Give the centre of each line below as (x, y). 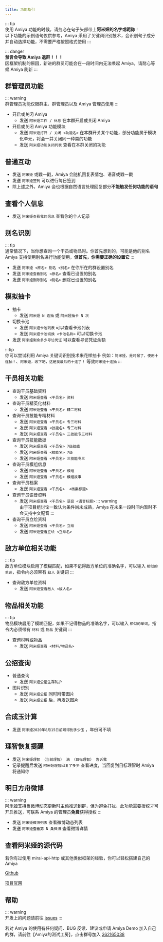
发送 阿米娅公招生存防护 (41, 681)
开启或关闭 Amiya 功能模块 (39, 126)
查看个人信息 (24, 203)
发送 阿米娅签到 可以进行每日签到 (44, 181)
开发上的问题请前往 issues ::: (34, 918)
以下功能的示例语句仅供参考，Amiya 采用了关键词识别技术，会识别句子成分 (80, 35)
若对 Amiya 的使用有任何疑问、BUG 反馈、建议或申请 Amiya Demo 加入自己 (81, 928)
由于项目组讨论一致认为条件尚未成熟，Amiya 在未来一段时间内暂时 (86, 507)
